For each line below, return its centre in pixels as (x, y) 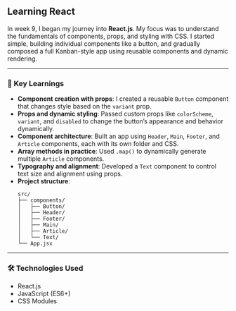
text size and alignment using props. (70, 174)
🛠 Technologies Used (45, 269)
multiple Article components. (61, 159)
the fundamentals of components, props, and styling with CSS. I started (111, 36)
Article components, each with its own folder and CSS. (98, 144)
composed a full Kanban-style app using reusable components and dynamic (118, 51)
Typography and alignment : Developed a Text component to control (117, 166)
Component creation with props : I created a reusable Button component (123, 99)
